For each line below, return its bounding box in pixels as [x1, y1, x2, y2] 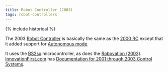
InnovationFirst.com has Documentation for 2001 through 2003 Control [5, 55, 152, 61]
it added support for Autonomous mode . [5, 40, 89, 46]
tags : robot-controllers [5, 12, 57, 17]
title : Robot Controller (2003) [5, 7, 73, 12]
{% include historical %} [5, 25, 56, 31]
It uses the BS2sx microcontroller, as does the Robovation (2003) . [5, 50, 142, 56]
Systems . [5, 61, 25, 67]
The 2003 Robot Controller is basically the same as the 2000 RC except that [5, 35, 163, 41]
